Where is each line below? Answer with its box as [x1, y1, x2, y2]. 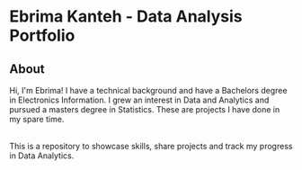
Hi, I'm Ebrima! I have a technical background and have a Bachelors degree [9, 85, 288, 95]
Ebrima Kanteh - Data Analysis [9, 6, 243, 27]
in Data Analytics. [9, 150, 75, 161]
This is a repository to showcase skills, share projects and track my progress [9, 141, 293, 151]
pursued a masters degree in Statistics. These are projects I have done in [9, 104, 280, 114]
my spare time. [9, 114, 65, 124]
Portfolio [9, 25, 75, 46]
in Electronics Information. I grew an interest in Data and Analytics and [9, 94, 270, 105]
